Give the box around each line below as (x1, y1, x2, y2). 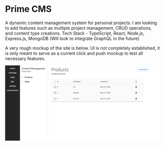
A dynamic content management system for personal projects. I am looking (5, 20, 157, 26)
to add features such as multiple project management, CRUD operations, (5, 25, 152, 31)
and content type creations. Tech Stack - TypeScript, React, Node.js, (5, 30, 144, 36)
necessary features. (5, 55, 46, 61)
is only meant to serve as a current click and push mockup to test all (5, 50, 143, 56)
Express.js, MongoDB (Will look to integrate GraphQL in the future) (5, 36, 140, 41)
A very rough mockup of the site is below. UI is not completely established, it (5, 45, 160, 51)
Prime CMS (5, 3, 52, 15)
